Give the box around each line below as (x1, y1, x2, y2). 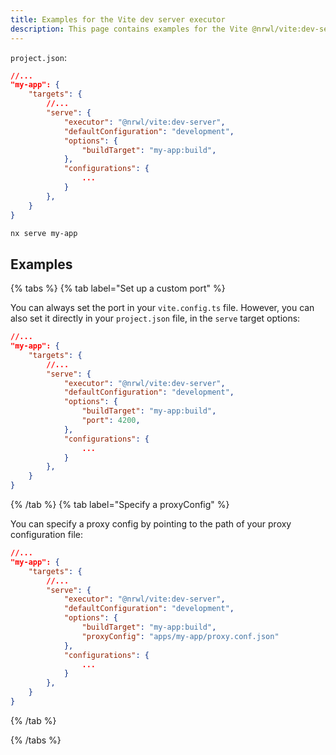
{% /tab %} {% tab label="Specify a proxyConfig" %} (10, 499, 230, 511)
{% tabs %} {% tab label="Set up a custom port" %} (10, 282, 226, 295)
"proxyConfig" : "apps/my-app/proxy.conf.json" (81, 631, 280, 641)
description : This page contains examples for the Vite (10, 24, 248, 34)
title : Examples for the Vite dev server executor (10, 14, 226, 25)
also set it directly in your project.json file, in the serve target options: (10, 312, 301, 325)
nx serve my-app (10, 228, 78, 238)
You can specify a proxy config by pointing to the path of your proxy (10, 518, 292, 530)
